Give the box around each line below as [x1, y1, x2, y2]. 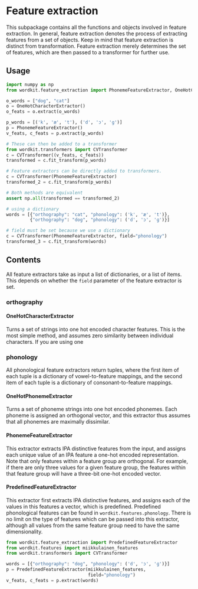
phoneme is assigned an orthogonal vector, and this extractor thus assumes [6, 412, 190, 419]
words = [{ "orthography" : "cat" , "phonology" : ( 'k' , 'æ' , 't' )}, [6, 211, 170, 217]
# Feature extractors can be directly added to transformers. [6, 168, 162, 174]
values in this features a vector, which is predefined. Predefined [6, 503, 161, 510]
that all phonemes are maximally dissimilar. [6, 418, 110, 425]
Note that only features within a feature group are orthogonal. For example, [6, 457, 189, 464]
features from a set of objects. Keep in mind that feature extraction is [6, 36, 174, 43]
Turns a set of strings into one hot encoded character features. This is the [6, 326, 186, 333]
